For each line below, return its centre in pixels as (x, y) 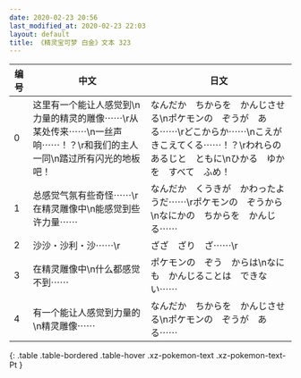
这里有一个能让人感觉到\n (86, 105)
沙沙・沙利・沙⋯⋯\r (77, 246)
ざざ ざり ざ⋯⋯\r (194, 246)
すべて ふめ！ (200, 172)
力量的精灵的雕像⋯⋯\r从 (86, 119)
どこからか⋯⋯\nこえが (232, 132)
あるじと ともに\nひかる (204, 159)
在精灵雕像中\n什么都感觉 (86, 269)
